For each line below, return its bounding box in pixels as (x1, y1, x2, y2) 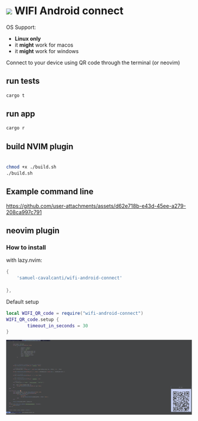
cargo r (6, 125, 25, 131)
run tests (6, 76, 40, 86)
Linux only (14, 35, 41, 42)
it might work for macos (14, 41, 74, 48)
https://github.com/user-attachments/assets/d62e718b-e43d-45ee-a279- (6, 202, 186, 209)
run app (6, 109, 35, 119)
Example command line (6, 187, 94, 197)
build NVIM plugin (6, 142, 74, 152)
